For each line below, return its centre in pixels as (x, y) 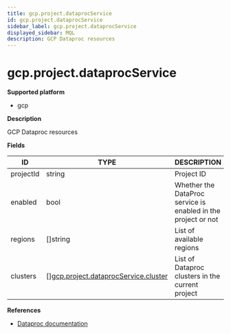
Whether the (195, 185)
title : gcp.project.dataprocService (59, 13)
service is (190, 202)
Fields (16, 146)
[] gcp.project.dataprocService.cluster (107, 276)
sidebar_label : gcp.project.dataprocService (72, 26)
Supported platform (36, 92)
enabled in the (198, 211)
